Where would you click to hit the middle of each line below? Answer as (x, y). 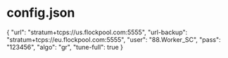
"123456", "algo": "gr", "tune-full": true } (65, 47)
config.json (41, 13)
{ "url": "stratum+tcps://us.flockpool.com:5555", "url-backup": (97, 32)
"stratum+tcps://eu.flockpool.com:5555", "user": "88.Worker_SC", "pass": (114, 39)
